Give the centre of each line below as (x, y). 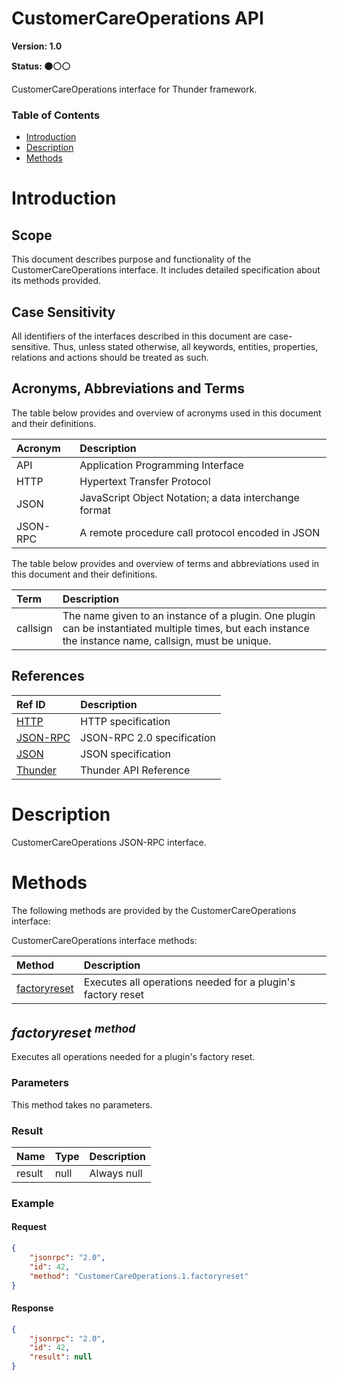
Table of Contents (56, 115)
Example (33, 1203)
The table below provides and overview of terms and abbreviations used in (165, 563)
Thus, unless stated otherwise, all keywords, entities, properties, (185, 347)
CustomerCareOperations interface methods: (104, 940)
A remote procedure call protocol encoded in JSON (200, 532)
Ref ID (31, 704)
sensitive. (31, 347)
